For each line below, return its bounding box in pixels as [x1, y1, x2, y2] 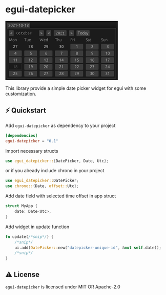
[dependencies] [5, 133, 38, 138]
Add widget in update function [5, 224, 70, 230]
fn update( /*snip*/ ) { [5, 234, 54, 239]
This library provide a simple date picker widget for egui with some [5, 85, 147, 91]
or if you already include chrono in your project [5, 168, 105, 174]
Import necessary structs [5, 147, 58, 154]
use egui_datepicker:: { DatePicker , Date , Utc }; [5, 158, 109, 163]
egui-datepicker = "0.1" [5, 138, 58, 143]
